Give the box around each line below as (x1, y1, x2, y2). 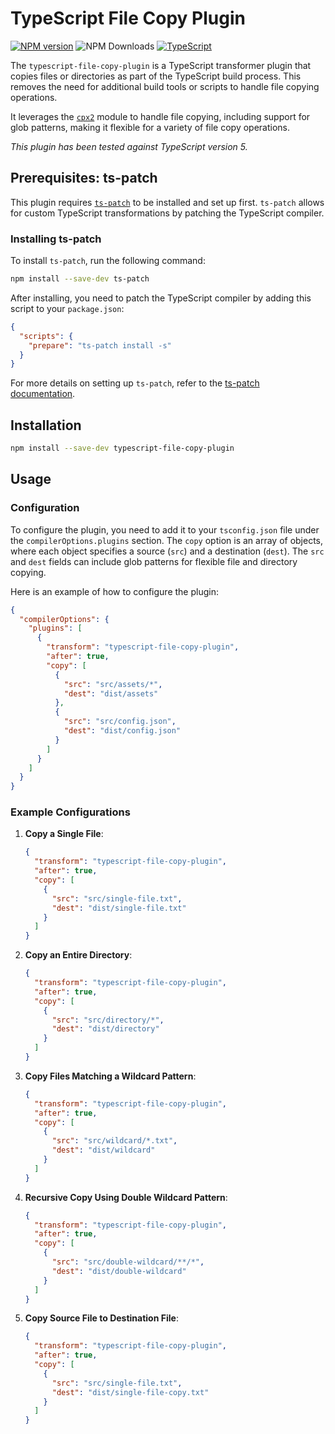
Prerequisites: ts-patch (10, 170, 158, 187)
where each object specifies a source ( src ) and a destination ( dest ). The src (10, 545, 325, 557)
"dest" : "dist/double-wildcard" (51, 1266, 187, 1276)
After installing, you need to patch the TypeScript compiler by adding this (10, 292, 312, 304)
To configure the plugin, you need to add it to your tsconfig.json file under (10, 523, 320, 536)
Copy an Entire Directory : (24, 949, 133, 961)
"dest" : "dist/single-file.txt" (51, 903, 187, 913)
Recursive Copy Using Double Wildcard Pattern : (24, 1191, 228, 1203)
